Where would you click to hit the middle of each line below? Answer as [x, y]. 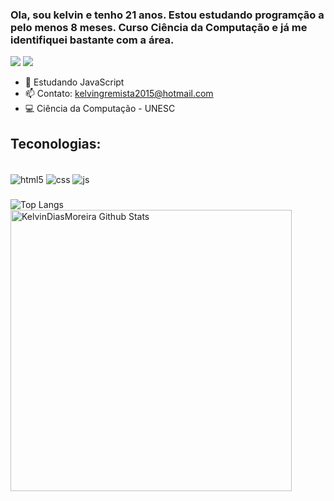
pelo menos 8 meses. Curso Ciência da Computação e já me [159, 27]
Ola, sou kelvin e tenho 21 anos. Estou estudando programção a [167, 15]
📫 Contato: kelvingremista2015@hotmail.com [119, 94]
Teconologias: [56, 143]
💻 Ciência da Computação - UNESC [100, 109]
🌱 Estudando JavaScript [74, 82]
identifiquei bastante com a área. [92, 40]
